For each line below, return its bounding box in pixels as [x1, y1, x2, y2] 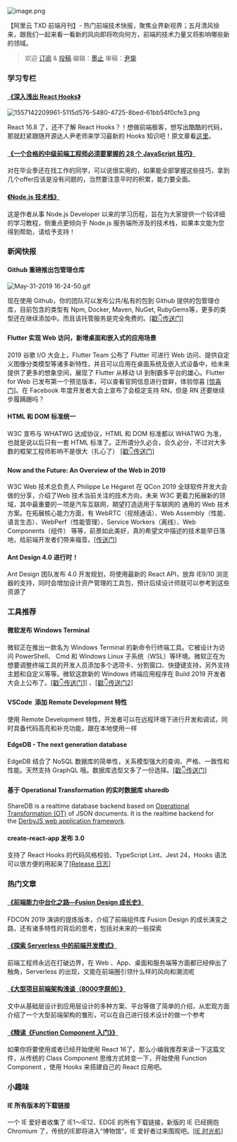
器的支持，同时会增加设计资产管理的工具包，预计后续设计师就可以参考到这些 [7, 579, 230, 587]
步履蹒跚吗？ [7, 394, 44, 403]
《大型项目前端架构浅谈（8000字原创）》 [7, 984, 126, 993]
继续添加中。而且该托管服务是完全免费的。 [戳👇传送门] [25, 314, 184, 322]
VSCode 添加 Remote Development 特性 [7, 698, 128, 707]
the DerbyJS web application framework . [7, 817, 126, 825]
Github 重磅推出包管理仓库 [7, 266, 85, 274]
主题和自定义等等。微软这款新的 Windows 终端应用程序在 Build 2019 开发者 [7, 669, 226, 678]
